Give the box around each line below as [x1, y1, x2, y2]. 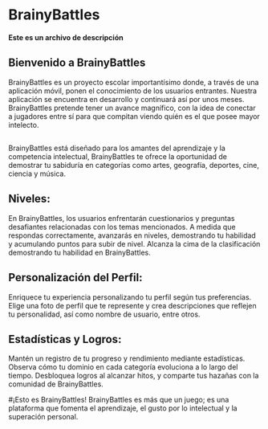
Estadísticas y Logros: [8, 333, 122, 346]
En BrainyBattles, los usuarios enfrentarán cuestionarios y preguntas [8, 213, 235, 223]
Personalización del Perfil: [8, 271, 143, 284]
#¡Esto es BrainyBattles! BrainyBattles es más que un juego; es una [8, 395, 229, 405]
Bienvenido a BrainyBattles [8, 56, 146, 70]
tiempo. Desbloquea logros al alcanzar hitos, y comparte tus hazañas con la [8, 371, 259, 381]
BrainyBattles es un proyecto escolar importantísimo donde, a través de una [8, 77, 259, 87]
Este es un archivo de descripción [8, 32, 124, 42]
